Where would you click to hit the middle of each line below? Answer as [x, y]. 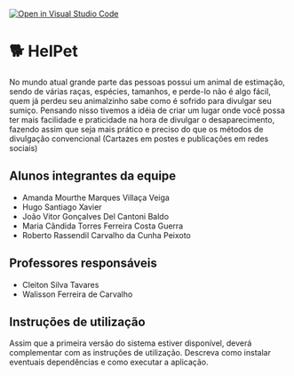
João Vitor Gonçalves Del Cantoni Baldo [95, 216]
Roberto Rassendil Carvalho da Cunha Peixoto [106, 235]
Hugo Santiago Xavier [62, 207]
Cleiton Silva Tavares [60, 284]
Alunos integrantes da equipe [93, 176]
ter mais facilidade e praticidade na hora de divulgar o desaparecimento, [142, 119]
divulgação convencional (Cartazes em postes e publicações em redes [139, 139]
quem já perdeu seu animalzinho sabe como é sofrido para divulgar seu [141, 100]
